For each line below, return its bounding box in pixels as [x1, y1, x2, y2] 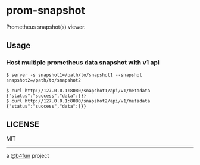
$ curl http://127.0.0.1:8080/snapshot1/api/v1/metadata [6, 88, 151, 94]
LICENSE [6, 120, 40, 130]
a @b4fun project [6, 152, 49, 160]
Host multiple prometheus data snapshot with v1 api [6, 58, 160, 67]
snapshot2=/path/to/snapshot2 [6, 77, 82, 83]
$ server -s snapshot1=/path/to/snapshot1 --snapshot [6, 72, 143, 78]
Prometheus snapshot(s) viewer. [6, 23, 86, 30]
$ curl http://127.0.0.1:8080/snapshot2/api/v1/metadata [6, 98, 151, 104]
